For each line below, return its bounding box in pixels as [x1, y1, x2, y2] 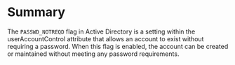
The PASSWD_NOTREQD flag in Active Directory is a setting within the [7, 27, 196, 36]
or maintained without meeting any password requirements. [7, 50, 180, 58]
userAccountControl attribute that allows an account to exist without [7, 34, 204, 43]
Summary [7, 4, 65, 20]
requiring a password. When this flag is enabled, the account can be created [7, 42, 229, 50]
